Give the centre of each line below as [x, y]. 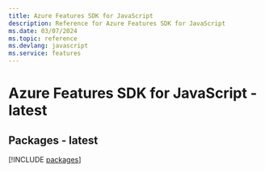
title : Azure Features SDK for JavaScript [81, 16]
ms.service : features [45, 53]
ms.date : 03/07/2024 [43, 31]
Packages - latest [53, 140]
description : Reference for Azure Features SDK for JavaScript [117, 23]
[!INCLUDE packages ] [45, 159]
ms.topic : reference [43, 38]
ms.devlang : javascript [48, 46]
